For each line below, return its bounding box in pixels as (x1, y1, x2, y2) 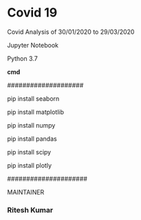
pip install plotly (7, 161, 52, 170)
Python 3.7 (7, 54, 38, 63)
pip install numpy (7, 121, 56, 129)
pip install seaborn (7, 94, 60, 103)
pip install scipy (7, 148, 52, 156)
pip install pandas (7, 134, 57, 143)
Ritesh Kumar (7, 205, 54, 214)
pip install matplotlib (7, 108, 64, 116)
